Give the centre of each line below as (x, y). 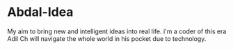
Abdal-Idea (40, 12)
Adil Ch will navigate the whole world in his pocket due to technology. (107, 38)
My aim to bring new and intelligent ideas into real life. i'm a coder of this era (117, 31)
